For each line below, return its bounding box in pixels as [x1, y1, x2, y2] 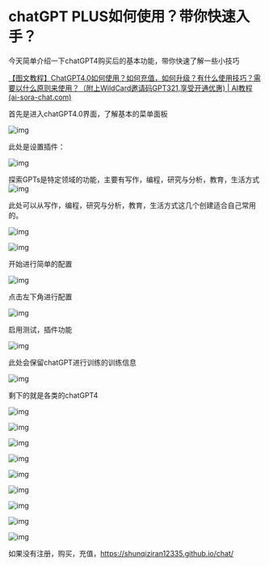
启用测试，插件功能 [8, 324, 73, 334]
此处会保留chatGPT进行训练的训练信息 [8, 357, 137, 367]
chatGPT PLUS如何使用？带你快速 [8, 7, 236, 26]
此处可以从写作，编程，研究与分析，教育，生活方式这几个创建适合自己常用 [8, 200, 256, 210]
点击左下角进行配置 [8, 292, 73, 302]
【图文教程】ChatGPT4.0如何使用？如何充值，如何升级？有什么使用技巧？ [8, 73, 254, 82]
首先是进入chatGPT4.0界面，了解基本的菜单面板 [8, 108, 168, 118]
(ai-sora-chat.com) [8, 92, 72, 102]
